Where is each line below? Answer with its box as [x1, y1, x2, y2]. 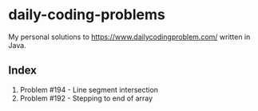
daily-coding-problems [8, 6, 166, 24]
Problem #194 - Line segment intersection [19, 85, 158, 94]
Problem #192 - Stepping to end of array [19, 93, 153, 103]
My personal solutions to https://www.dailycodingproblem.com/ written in [8, 32, 251, 42]
